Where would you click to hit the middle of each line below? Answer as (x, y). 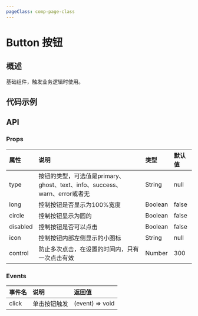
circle (17, 215)
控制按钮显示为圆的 (65, 216)
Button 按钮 (34, 43)
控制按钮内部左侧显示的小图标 (80, 238)
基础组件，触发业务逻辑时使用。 (45, 82)
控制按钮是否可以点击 (68, 227)
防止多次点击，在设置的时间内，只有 (88, 249)
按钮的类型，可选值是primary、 (82, 176)
